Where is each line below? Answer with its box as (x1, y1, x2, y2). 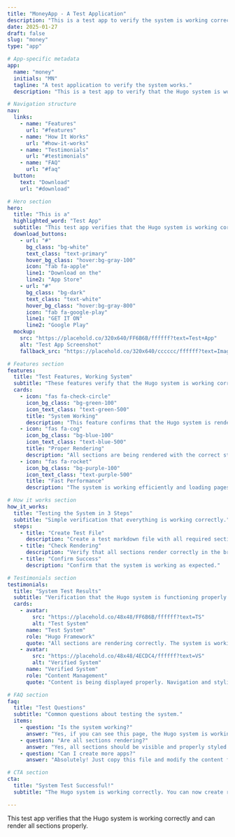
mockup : (13, 328, 36, 336)
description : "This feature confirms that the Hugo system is (25, 419, 211, 426)
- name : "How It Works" (20, 133, 90, 140)
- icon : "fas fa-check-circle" (20, 393, 111, 400)
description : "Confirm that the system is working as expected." (25, 562, 220, 569)
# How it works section (7, 497, 77, 504)
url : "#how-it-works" (25, 139, 90, 147)
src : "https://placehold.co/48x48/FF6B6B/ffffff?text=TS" (32, 614, 205, 621)
